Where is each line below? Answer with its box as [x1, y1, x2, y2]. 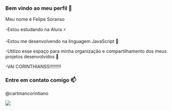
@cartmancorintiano [5, 90, 49, 96]
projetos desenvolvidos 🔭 [5, 54, 59, 60]
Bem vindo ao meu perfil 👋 [5, 5, 72, 12]
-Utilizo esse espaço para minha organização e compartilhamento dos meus [5, 48, 167, 54]
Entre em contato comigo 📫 [5, 77, 77, 84]
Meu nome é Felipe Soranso [5, 16, 65, 23]
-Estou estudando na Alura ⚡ [5, 27, 66, 33]
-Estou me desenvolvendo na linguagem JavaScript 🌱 [5, 38, 119, 45]
